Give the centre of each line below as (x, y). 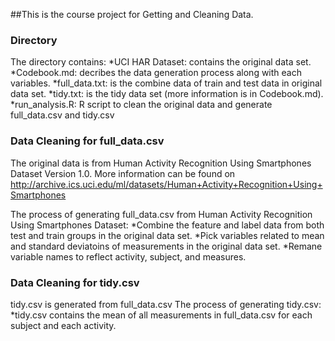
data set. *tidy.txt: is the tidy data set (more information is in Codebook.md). (167, 94)
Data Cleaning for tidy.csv (75, 282)
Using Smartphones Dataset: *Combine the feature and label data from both (167, 225)
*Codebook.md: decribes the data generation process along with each (156, 73)
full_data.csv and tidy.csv (62, 115)
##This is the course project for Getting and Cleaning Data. (132, 14)
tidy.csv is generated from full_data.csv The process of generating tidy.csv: (166, 304)
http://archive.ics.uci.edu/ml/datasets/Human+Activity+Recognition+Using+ (166, 184)
